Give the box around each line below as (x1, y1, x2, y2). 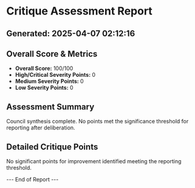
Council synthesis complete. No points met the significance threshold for (6, 118, 189, 125)
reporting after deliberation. (6, 124, 75, 131)
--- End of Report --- (6, 176, 59, 183)
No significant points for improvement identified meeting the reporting (6, 158, 182, 165)
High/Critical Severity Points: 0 (15, 71, 96, 79)
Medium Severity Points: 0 (15, 77, 84, 85)
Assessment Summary (6, 102, 95, 112)
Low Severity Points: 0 (15, 84, 74, 91)
